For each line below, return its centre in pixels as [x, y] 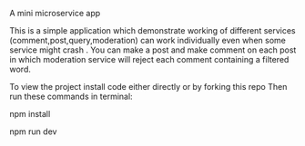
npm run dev [33, 131]
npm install [30, 114]
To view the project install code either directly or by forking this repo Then [148, 87]
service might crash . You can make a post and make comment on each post [153, 50]
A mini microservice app [55, 13]
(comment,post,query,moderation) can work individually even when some [148, 40]
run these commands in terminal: [71, 96]
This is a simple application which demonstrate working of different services [152, 30]
